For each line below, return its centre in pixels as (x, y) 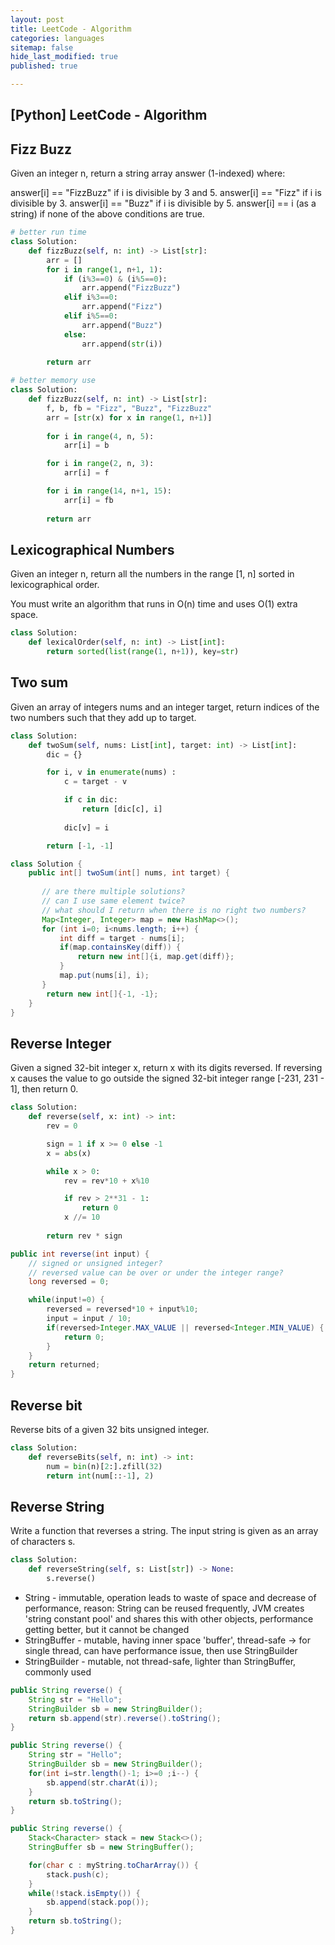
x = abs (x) (69, 1153)
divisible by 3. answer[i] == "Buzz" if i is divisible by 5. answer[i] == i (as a (163, 203)
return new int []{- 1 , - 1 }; (102, 994)
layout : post (37, 19)
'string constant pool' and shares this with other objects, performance (169, 1618)
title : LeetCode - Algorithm (71, 29)
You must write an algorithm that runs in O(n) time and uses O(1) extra (154, 604)
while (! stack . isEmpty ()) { (84, 1893)
